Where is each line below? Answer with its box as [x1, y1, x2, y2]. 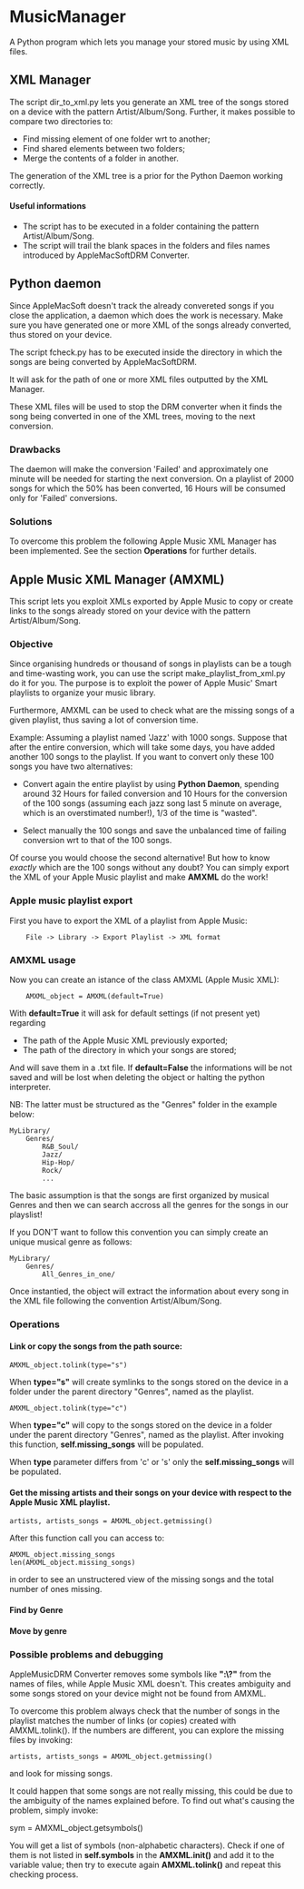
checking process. [9, 1868, 79, 1880]
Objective [9, 638, 54, 651]
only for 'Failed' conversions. [9, 493, 118, 504]
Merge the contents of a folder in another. [22, 152, 179, 163]
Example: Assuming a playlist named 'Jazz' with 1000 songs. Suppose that [9, 733, 288, 743]
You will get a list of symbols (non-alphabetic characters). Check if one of [9, 1840, 285, 1851]
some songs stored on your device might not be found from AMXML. [9, 1687, 267, 1698]
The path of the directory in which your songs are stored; [22, 1045, 237, 1056]
